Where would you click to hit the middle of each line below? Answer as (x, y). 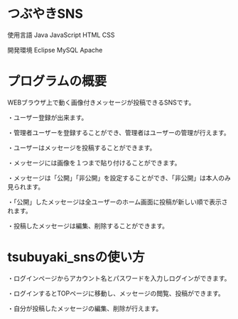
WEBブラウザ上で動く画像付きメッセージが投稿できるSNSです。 (101, 102)
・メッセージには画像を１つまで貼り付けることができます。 (94, 163)
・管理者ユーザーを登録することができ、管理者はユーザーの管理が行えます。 (119, 132)
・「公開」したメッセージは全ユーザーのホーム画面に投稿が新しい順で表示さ (118, 202)
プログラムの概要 (57, 81)
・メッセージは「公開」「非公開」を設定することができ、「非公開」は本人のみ (119, 178)
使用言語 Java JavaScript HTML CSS (61, 35)
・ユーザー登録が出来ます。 (48, 117)
